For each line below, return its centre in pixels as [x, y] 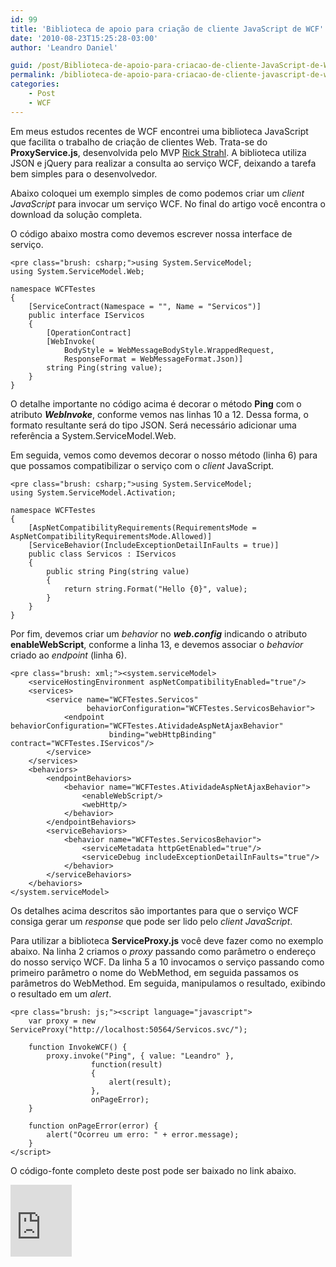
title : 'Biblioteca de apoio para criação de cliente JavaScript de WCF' [167, 29]
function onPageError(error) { [93, 1126]
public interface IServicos [86, 315]
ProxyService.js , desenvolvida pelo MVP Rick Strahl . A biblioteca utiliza [158, 152]
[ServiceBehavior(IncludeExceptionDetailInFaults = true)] [154, 545]
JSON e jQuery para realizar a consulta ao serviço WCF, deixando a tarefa [163, 163]
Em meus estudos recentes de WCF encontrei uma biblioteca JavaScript [159, 131]
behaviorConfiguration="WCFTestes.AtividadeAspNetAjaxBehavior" [147, 726]
